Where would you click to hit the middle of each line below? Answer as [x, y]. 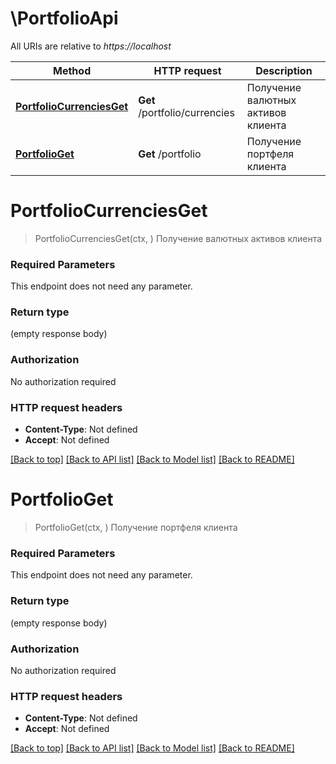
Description [284, 70]
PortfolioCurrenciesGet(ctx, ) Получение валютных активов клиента [178, 238]
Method [72, 70]
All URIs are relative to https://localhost [91, 46]
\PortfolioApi [64, 18]
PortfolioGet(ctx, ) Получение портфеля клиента [136, 527]
